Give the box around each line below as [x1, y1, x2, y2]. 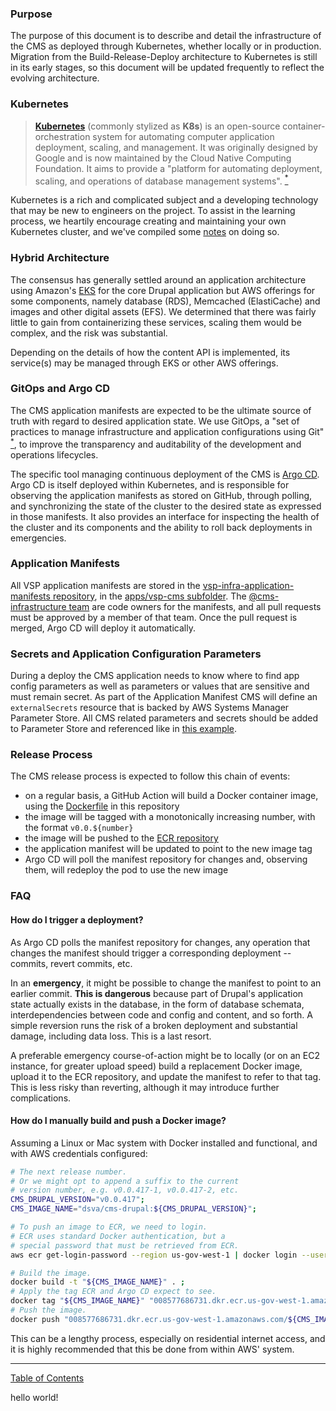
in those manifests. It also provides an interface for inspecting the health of [10, 510, 320, 522]
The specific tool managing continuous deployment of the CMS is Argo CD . [10, 468, 320, 480]
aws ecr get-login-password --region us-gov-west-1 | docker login [10, 1250, 298, 1260]
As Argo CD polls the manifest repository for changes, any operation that [10, 936, 311, 948]
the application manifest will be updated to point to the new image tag [24, 843, 313, 855]
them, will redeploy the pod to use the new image [24, 864, 229, 876]
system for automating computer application [92, 130, 275, 142]
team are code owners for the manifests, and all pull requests [68, 600, 322, 612]
